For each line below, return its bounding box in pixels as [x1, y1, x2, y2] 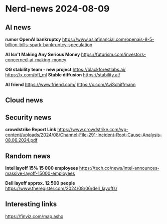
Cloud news [5, 96, 44, 104]
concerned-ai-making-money [5, 57, 67, 63]
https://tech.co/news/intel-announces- [79, 165, 159, 171]
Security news [5, 113, 52, 122]
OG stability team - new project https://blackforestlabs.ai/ [5, 66, 126, 72]
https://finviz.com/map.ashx [5, 213, 64, 219]
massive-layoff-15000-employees [5, 170, 75, 176]
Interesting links [5, 200, 57, 208]
